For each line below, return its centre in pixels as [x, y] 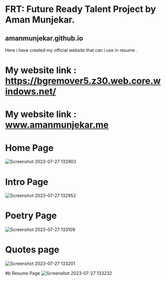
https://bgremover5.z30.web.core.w [83, 81]
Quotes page [32, 250]
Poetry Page [31, 216]
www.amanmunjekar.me [57, 125]
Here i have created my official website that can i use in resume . [71, 50]
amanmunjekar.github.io [44, 38]
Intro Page [27, 182]
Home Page [29, 148]
